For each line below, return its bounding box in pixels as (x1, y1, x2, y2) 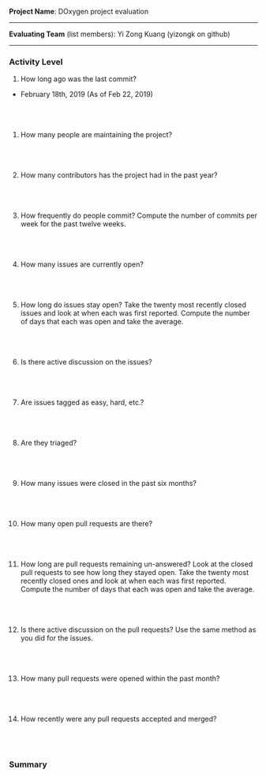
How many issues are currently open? (20, 260, 144, 269)
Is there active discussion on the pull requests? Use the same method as (20, 625, 257, 634)
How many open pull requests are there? (20, 519, 153, 529)
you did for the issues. (20, 633, 93, 643)
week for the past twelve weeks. (20, 219, 126, 229)
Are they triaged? (20, 438, 77, 448)
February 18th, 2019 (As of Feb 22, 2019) (20, 90, 153, 99)
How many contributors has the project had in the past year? (20, 170, 218, 180)
